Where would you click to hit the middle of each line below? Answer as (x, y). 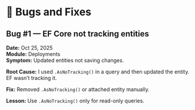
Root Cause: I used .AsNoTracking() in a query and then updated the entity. (98, 72)
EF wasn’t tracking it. (32, 78)
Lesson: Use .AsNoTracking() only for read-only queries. (75, 101)
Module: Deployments (33, 54)
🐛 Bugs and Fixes (49, 12)
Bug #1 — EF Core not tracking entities (77, 34)
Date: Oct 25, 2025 (29, 48)
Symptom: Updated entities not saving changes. (65, 60)
